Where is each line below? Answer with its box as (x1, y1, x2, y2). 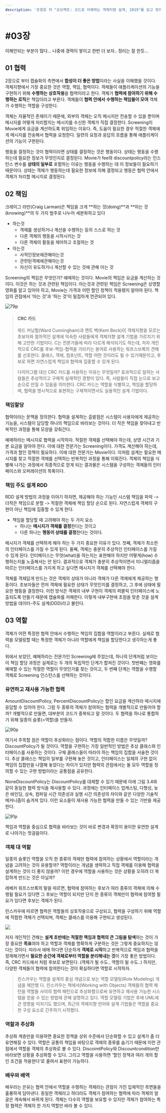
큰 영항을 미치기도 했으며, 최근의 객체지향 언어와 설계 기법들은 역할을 (17, 1001, 150, 1007)
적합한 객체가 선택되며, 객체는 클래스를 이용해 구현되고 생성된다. (10, 914, 134, 920)
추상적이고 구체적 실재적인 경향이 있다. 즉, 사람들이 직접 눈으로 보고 (30, 375, 160, 381)
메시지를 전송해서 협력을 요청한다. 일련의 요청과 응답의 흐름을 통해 (10, 132, 137, 138)
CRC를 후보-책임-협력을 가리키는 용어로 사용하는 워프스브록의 (30, 346, 150, 352)
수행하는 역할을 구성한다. (10, 103, 58, 109)
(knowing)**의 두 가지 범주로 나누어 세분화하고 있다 (5, 210, 106, 216)
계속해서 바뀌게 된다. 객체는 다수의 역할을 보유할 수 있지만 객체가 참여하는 (14, 1096, 156, 1102)
